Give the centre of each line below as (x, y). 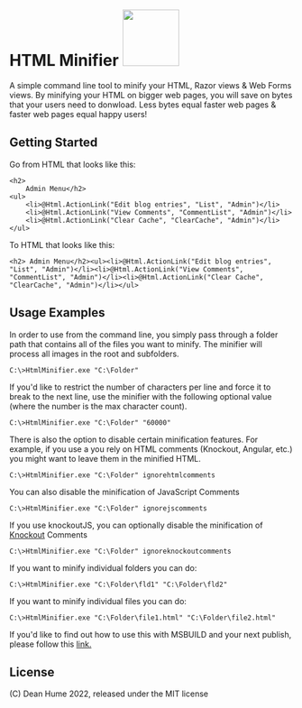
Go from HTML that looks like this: (73, 164)
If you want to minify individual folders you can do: (103, 567)
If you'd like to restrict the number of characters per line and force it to (140, 387)
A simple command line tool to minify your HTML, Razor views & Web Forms (151, 85)
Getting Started (54, 143)
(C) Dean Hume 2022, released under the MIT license (109, 694)
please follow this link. (50, 644)
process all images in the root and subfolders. (94, 354)
